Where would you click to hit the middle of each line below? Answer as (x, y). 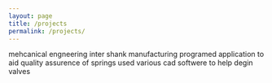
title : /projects (38, 24)
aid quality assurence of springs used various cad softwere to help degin (131, 63)
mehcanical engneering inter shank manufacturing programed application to (136, 55)
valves (20, 72)
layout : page (31, 16)
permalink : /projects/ (47, 31)
